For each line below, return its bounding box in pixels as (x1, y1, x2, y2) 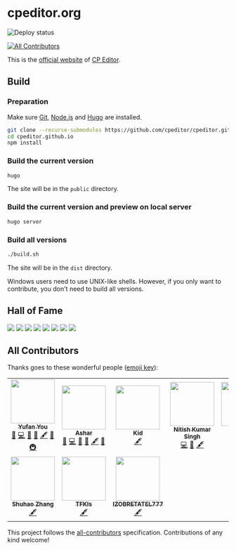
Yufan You (18, 423, 48, 431)
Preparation (7, 97, 49, 107)
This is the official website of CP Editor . (7, 55, 121, 64)
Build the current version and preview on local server (7, 202, 192, 212)
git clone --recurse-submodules (7, 126, 102, 133)
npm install (7, 139, 42, 147)
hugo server (7, 218, 42, 225)
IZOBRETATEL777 (112, 500, 164, 509)
